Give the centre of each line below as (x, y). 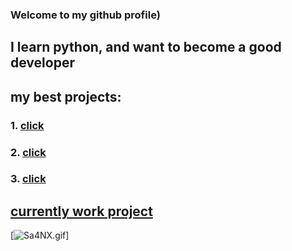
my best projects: (66, 96)
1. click (27, 125)
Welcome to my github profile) (85, 15)
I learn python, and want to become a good (146, 47)
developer (42, 63)
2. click (28, 152)
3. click (28, 179)
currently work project (81, 211)
